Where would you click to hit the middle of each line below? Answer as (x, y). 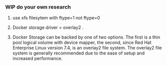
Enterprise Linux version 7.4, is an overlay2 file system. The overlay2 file (87, 48)
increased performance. (37, 58)
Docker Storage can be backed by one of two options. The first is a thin (86, 37)
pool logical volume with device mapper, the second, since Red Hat (82, 42)
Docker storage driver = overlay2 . (48, 27)
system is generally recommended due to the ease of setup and (78, 53)
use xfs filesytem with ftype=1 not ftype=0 (56, 18)
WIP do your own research (38, 7)
